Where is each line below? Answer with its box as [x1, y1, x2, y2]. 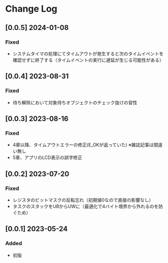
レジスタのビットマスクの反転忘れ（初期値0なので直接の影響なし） [12, 196, 154, 203]
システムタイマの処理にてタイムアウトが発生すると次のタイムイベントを [12, 50, 164, 56]
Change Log [5, 3, 57, 15]
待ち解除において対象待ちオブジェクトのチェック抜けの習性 [12, 100, 138, 106]
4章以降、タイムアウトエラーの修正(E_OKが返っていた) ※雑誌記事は [12, 142, 154, 148]
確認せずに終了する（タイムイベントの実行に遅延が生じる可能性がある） [12, 57, 164, 63]
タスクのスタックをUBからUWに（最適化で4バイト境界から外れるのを [12, 203, 159, 209]
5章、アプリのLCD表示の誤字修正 [12, 154, 82, 160]
